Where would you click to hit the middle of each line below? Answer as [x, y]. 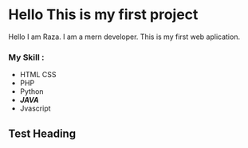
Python [31, 92]
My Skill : [26, 57]
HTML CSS [38, 75]
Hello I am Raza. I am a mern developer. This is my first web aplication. [124, 37]
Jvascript [35, 108]
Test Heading [42, 133]
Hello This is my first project [103, 15]
